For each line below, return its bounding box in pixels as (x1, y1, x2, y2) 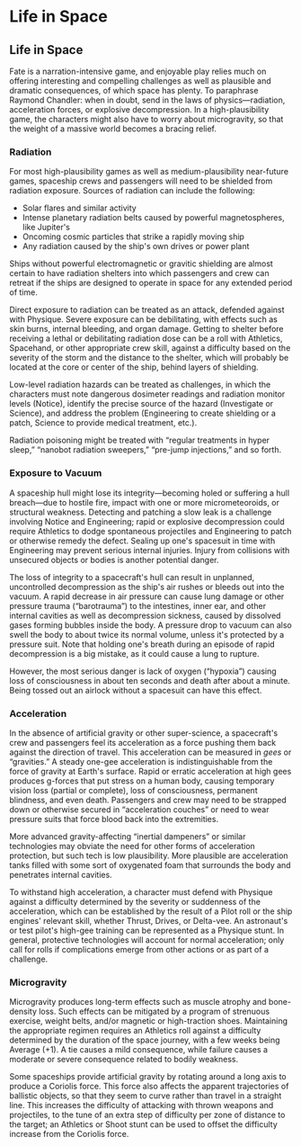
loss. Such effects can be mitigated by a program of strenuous (39, 1006, 270, 1017)
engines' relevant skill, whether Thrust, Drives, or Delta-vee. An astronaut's (9, 915, 288, 926)
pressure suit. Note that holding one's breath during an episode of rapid (9, 639, 276, 649)
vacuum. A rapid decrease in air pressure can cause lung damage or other (9, 591, 285, 602)
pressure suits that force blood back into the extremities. (9, 813, 218, 824)
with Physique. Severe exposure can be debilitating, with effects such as (9, 314, 279, 325)
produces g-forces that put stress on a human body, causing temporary (9, 775, 275, 786)
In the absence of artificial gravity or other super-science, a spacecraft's (9, 727, 279, 739)
